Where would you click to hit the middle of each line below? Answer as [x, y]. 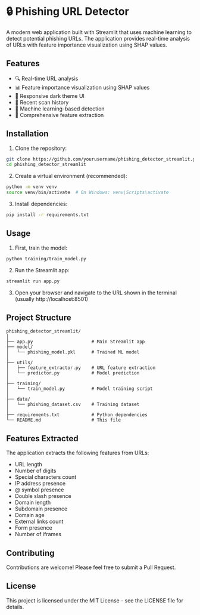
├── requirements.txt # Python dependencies [77, 415]
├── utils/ [20, 363]
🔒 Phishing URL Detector [68, 12]
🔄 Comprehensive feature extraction [59, 115]
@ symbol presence [39, 490]
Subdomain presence [41, 509]
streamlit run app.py [33, 281]
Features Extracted [42, 439]
